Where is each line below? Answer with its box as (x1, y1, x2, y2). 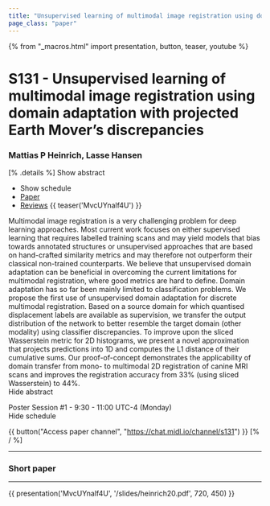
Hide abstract (8, 387, 54, 397)
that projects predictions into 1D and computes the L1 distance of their (8, 344, 239, 354)
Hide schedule (8, 411, 56, 421)
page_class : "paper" (8, 19, 78, 27)
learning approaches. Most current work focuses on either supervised (8, 224, 241, 234)
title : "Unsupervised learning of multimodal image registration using (8, 11, 253, 20)
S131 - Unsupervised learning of (8, 69, 227, 88)
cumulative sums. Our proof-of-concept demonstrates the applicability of (8, 352, 252, 362)
